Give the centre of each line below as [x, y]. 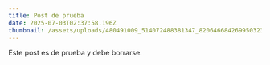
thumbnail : [27, 30]
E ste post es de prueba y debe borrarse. [75, 53]
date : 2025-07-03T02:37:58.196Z [62, 23]
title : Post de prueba [46, 15]
